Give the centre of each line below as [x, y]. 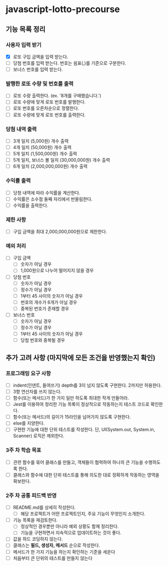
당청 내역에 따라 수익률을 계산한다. [47, 192]
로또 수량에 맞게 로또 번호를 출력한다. [49, 115]
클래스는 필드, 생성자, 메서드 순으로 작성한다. [56, 545]
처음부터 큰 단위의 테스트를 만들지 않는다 [53, 558]
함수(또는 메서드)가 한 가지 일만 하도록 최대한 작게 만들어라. [71, 398]
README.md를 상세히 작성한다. [44, 507]
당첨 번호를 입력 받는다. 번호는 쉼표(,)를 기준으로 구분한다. [69, 63]
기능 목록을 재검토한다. [35, 520]
